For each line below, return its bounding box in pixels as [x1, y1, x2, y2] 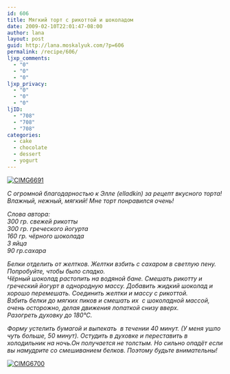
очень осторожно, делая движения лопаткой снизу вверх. [7, 303, 179, 311]
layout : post [7, 36, 45, 43]
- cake [13, 138, 32, 145]
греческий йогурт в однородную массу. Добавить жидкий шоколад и [7, 281, 214, 289]
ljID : [7, 106, 23, 113]
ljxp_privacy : [7, 80, 48, 87]
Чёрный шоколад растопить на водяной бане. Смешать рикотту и [7, 274, 203, 283]
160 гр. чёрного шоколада [7, 232, 84, 240]
